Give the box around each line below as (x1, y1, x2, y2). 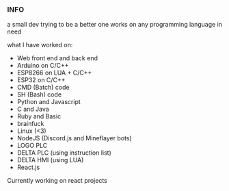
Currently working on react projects (7, 177, 107, 185)
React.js (16, 163, 40, 172)
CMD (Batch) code (16, 84, 70, 92)
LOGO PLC (16, 142, 48, 150)
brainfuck (16, 120, 44, 128)
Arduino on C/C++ (16, 62, 69, 70)
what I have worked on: (7, 41, 73, 49)
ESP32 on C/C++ (16, 76, 66, 84)
